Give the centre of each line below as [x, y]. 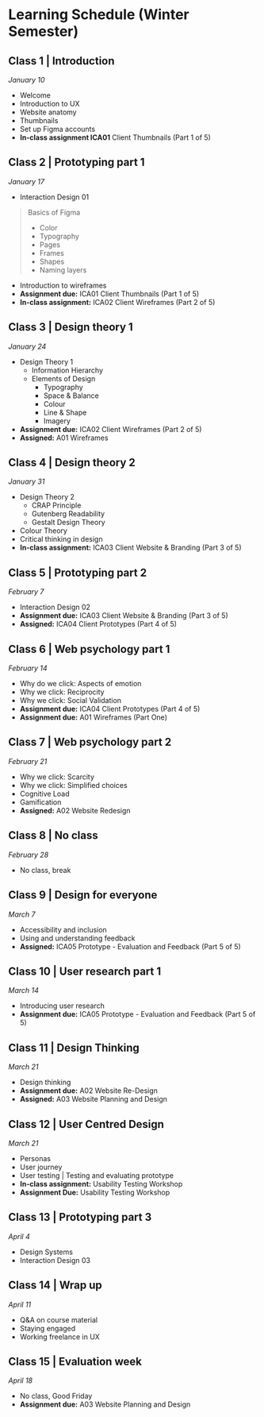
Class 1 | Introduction [61, 61]
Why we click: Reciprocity [62, 692]
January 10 [27, 80]
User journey [41, 1167]
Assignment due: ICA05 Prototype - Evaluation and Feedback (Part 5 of [138, 1014]
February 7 [26, 592]
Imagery [57, 421]
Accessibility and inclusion [63, 929]
